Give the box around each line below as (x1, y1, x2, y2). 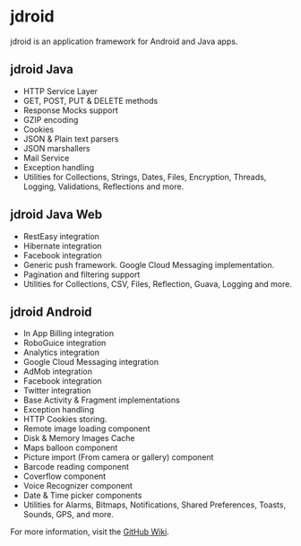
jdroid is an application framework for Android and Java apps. (10, 36, 238, 47)
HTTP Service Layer (22, 85, 98, 96)
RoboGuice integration (22, 338, 107, 349)
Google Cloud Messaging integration (22, 357, 159, 368)
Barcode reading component (22, 462, 129, 472)
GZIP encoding (22, 114, 79, 125)
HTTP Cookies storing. (22, 414, 107, 425)
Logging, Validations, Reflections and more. (22, 181, 185, 192)
